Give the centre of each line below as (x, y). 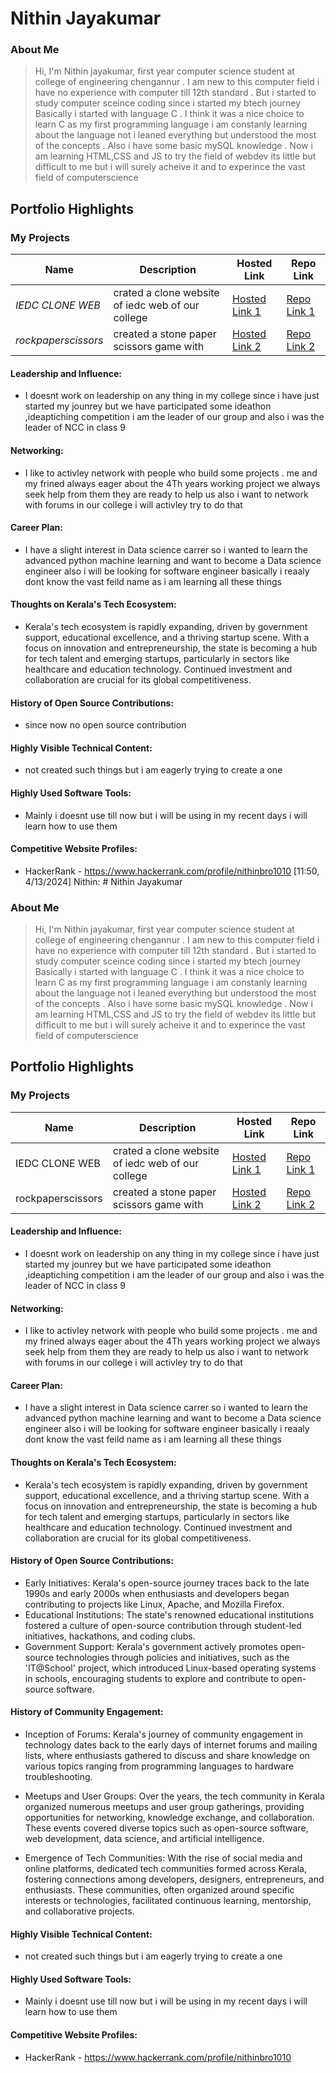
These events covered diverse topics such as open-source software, (166, 1828)
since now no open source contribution (105, 725)
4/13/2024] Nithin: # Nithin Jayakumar (103, 881)
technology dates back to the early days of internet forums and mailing (171, 1745)
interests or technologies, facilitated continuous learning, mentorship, (168, 1900)
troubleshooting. (58, 1776)
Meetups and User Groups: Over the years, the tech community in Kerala (174, 1796)
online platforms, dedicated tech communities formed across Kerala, (165, 1868)
